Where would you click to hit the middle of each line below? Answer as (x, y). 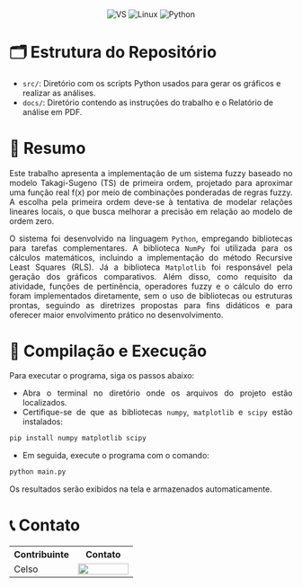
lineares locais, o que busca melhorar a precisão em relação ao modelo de (151, 211)
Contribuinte (41, 555)
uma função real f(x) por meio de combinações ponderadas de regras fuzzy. (151, 192)
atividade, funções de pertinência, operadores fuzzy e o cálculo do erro (151, 286)
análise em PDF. (52, 111)
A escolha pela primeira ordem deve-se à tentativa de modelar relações (151, 201)
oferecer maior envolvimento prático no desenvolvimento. (116, 315)
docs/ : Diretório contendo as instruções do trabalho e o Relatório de (148, 102)
